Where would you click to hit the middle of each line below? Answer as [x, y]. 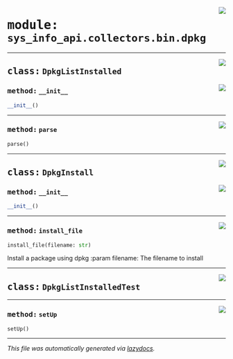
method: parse [32, 130]
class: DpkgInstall [51, 173]
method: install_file [45, 231]
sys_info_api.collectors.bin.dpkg [107, 39]
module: [33, 25]
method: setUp [32, 315]
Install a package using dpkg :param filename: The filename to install [105, 258]
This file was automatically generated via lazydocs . [81, 349]
